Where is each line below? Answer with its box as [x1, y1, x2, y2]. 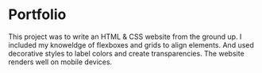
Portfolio [8, 6, 67, 24]
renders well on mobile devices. [8, 57, 113, 67]
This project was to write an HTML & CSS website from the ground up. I [8, 32, 242, 41]
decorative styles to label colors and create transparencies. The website [8, 48, 245, 58]
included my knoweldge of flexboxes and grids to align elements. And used [8, 40, 254, 49]
